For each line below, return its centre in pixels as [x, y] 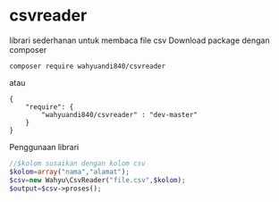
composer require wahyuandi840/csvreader [88, 66]
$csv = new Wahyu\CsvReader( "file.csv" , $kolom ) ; [97, 180]
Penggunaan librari [44, 147]
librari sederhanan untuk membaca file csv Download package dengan [139, 40]
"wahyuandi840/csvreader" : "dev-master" [120, 114]
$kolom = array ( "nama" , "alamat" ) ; [69, 172]
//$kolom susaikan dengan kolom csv [77, 163]
